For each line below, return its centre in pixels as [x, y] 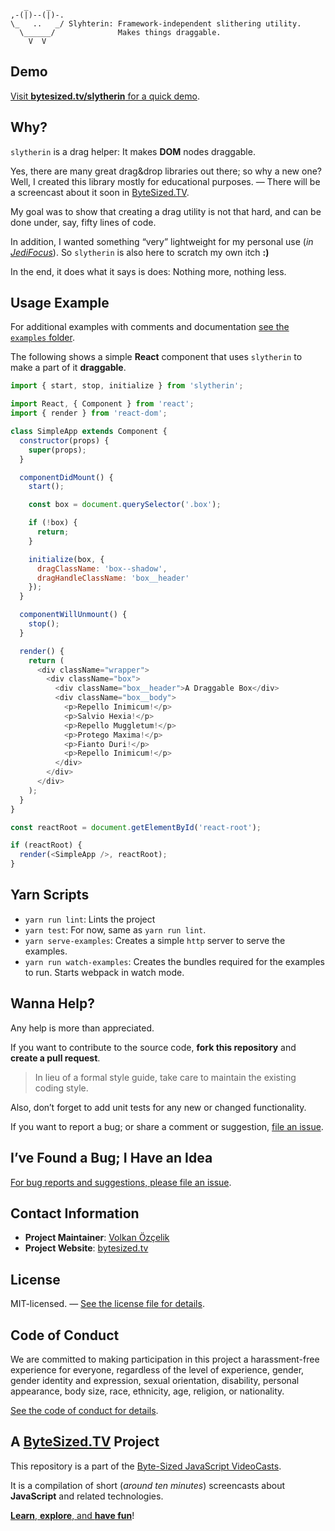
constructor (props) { [64, 440]
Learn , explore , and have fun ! [72, 1515]
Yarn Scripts [50, 895]
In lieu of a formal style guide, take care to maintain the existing [165, 1077]
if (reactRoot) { [46, 845]
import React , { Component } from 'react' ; [102, 404]
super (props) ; [57, 450]
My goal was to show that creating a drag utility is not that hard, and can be [166, 211]
